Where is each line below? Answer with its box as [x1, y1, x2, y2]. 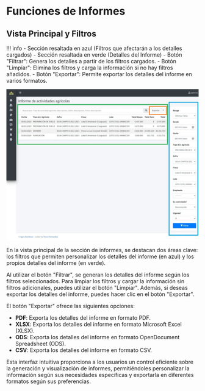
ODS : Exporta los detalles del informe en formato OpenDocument [15, 333, 180, 340]
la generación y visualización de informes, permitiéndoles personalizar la [6, 364, 190, 372]
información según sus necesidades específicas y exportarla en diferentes [6, 371, 194, 378]
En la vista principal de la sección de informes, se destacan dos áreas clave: [6, 246, 198, 253]
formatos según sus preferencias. [6, 378, 92, 385]
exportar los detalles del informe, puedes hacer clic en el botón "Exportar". [6, 291, 195, 298]
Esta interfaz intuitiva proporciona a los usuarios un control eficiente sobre [6, 358, 194, 365]
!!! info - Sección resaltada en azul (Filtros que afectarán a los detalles [6, 44, 182, 52]
